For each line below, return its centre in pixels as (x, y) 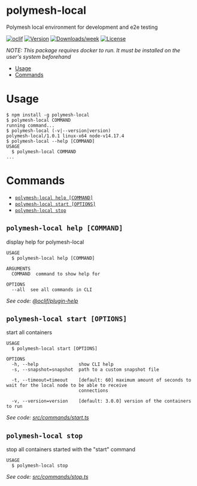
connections (94, 391)
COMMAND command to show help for (56, 274)
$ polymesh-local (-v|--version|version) (59, 130)
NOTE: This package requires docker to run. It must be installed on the (93, 50)
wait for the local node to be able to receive (67, 385)
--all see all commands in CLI (52, 289)
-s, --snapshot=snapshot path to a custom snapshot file (86, 370)
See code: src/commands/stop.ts (47, 477)
